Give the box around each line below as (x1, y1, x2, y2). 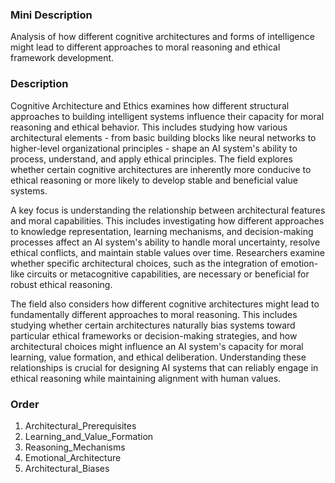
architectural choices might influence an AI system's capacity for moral (10, 340, 304, 352)
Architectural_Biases (24, 462, 110, 474)
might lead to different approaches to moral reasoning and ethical (10, 41, 281, 53)
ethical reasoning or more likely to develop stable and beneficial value (10, 174, 298, 186)
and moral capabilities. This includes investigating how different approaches (10, 214, 325, 227)
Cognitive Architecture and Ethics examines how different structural (10, 99, 290, 112)
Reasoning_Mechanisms (24, 441, 126, 453)
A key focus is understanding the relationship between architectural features (10, 204, 326, 216)
